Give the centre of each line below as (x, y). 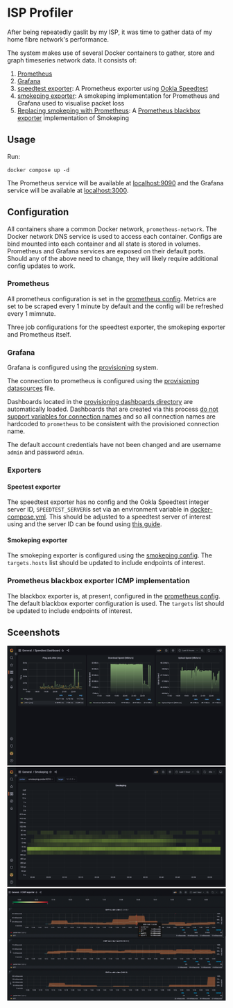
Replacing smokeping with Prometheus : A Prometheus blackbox (109, 110)
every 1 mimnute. (32, 313)
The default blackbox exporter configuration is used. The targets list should (116, 603)
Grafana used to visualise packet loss (71, 103)
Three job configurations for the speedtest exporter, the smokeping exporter (116, 327)
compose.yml (27, 517)
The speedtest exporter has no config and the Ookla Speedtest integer (108, 502)
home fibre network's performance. (58, 39)
